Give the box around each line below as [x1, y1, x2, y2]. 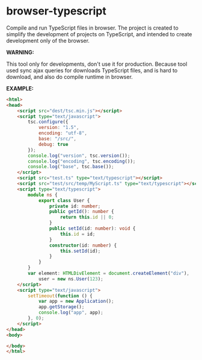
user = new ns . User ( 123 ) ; [38, 276, 103, 282]
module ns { [28, 192, 58, 198]
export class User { [38, 197, 90, 203]
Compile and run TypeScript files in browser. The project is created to [6, 24, 179, 31]
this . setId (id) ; [60, 248, 101, 254]
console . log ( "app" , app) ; [38, 309, 103, 316]
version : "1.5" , [38, 125, 79, 131]
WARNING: [6, 48, 34, 55]
